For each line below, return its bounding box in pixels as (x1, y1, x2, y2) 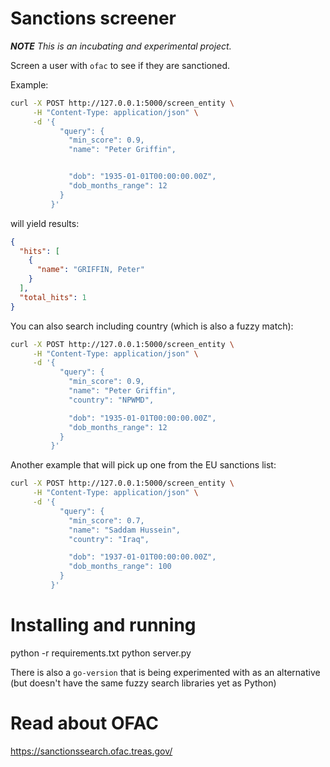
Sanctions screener (10, 7, 177, 30)
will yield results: (10, 217, 80, 229)
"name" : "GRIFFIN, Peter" (36, 265, 145, 275)
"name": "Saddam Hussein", (68, 525, 182, 535)
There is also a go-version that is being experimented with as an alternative (10, 666, 321, 678)
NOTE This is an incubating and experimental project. (10, 40, 232, 52)
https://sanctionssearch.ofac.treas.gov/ (10, 745, 173, 757)
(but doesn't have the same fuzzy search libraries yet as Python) (10, 677, 277, 689)
